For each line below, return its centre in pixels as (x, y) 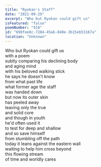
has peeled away (22, 102)
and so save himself (25, 133)
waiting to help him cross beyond (38, 148)
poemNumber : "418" (24, 28)
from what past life (24, 81)
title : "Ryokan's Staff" (30, 9)
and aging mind (21, 66)
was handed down (24, 92)
